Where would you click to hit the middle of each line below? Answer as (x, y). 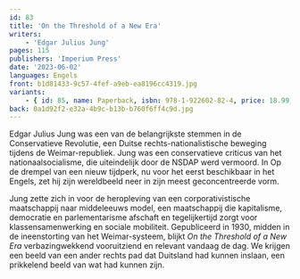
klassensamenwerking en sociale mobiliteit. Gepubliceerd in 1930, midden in (150, 227)
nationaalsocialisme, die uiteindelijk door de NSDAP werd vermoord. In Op (145, 162)
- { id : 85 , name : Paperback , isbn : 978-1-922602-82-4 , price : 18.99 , (159, 100)
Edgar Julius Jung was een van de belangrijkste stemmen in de (125, 134)
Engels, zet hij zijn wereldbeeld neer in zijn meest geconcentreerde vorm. (144, 181)
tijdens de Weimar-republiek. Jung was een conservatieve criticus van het (146, 153)
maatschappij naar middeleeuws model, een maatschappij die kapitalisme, (146, 208)
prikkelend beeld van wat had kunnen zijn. (87, 265)
